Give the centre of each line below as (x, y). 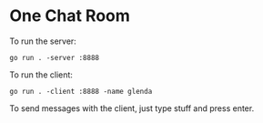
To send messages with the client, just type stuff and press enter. (132, 108)
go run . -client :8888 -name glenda (81, 91)
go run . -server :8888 (55, 57)
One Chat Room (70, 16)
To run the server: (43, 41)
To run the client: (41, 75)
